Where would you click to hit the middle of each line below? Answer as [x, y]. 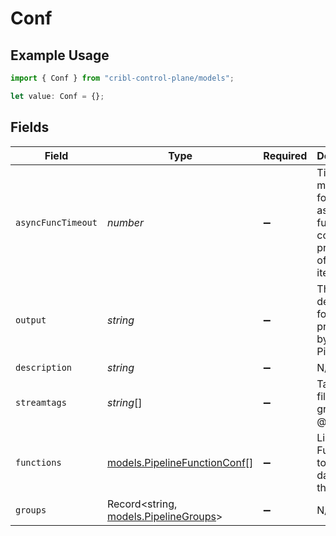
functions [38, 462]
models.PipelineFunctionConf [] [180, 462]
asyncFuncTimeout [56, 222]
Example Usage [60, 55]
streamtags [41, 402]
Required [285, 155]
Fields [30, 127]
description [44, 367]
